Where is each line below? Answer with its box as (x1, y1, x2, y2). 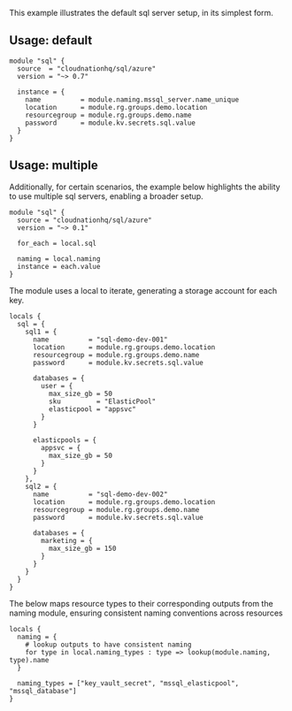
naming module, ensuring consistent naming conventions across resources (9, 608, 283, 618)
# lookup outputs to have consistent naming (25, 640, 192, 649)
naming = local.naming (17, 254, 101, 264)
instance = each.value (17, 262, 101, 271)
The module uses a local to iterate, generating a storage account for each (9, 285, 278, 295)
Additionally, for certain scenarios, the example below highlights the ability (9, 181, 280, 192)
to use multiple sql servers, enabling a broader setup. (9, 190, 204, 202)
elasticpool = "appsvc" (48, 404, 137, 414)
